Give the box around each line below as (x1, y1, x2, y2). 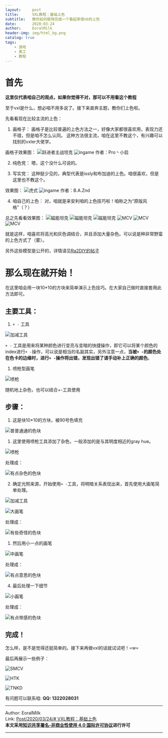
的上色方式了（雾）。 (5, 237, 47, 243)
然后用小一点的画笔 (12, 540, 52, 546)
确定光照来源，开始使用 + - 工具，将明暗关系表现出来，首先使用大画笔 (12, 480, 155, 486)
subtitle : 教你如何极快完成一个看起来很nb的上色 (5, 16, 100, 21)
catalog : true (5, 35, 35, 40)
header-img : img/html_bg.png (5, 30, 66, 35)
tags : (5, 40, 16, 45)
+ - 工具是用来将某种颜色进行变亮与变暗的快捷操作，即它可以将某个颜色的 (5, 342, 158, 348)
